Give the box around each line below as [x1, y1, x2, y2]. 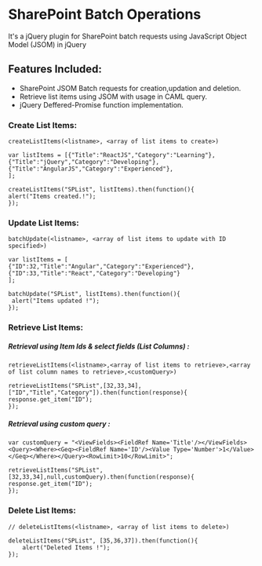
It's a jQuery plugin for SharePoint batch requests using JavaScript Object [8, 31, 247, 41]
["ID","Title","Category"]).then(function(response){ [8, 389, 188, 397]
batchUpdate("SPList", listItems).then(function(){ [8, 290, 180, 298]
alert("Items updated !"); [11, 297, 100, 305]
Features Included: [8, 63, 102, 76]
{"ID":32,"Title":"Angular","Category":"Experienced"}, [8, 263, 195, 271]
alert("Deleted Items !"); [22, 543, 111, 551]
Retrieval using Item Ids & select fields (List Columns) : [8, 341, 190, 351]
